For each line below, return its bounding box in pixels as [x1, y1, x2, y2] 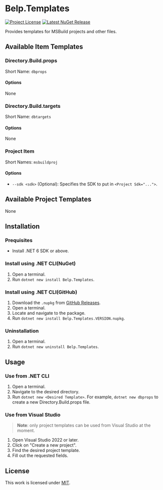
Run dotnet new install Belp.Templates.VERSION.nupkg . [12, 315, 125, 321]
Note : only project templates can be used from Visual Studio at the [17, 423, 151, 429]
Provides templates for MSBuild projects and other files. [5, 28, 117, 34]
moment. [17, 428, 35, 433]
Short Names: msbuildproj [5, 159, 58, 165]
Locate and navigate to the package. [12, 310, 86, 316]
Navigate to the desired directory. [12, 388, 79, 394]
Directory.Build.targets [5, 102, 61, 109]
